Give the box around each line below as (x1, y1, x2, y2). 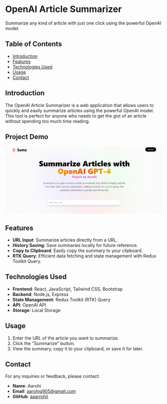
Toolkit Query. (12, 258, 41, 264)
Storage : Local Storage (12, 307, 61, 313)
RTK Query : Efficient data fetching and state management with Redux (12, 252, 156, 258)
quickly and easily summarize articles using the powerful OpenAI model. (5, 107, 154, 113)
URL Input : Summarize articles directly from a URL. (12, 236, 118, 243)
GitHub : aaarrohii (12, 393, 48, 399)
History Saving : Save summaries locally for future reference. (12, 242, 138, 248)
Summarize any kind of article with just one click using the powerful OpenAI (5, 20, 161, 26)
